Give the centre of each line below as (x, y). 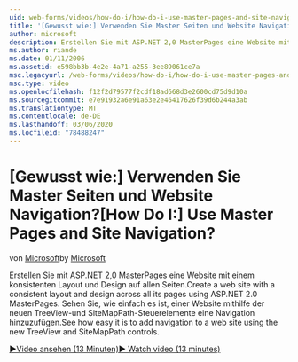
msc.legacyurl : (37, 75)
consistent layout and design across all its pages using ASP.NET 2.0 (133, 294)
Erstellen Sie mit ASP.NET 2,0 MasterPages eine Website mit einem (132, 275)
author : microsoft (43, 34)
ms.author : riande (43, 51)
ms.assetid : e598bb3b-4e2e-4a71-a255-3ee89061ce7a (105, 67)
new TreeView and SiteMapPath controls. (84, 331)
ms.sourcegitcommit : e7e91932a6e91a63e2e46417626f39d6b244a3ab (129, 100)
